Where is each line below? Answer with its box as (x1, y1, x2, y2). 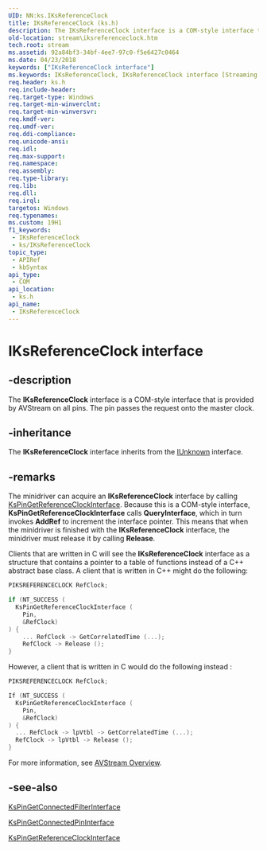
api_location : (8, 286, 56, 294)
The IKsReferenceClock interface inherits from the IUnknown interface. (8, 447, 244, 457)
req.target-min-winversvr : (8, 108, 98, 116)
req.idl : (8, 145, 37, 153)
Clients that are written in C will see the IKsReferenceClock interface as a (8, 549, 250, 559)
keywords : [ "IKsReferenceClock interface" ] (8, 64, 155, 72)
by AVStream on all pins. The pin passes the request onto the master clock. (8, 403, 254, 412)
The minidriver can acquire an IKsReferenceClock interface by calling (8, 491, 238, 501)
